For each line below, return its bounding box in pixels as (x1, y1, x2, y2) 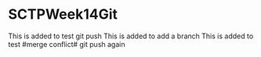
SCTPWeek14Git (8, 5, 118, 23)
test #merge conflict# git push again (8, 39, 125, 48)
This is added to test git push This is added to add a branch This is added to (8, 31, 254, 41)
